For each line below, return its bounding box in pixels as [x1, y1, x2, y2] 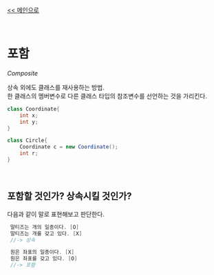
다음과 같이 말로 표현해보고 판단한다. [7, 210, 105, 218]
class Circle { [7, 137, 48, 144]
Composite [7, 69, 39, 77]
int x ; [19, 112, 39, 119]
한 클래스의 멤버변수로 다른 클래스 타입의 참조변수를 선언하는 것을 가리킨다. [7, 91, 208, 100]
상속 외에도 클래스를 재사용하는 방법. [7, 83, 105, 91]
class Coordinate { [7, 105, 60, 112]
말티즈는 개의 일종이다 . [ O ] [10, 223, 79, 230]
